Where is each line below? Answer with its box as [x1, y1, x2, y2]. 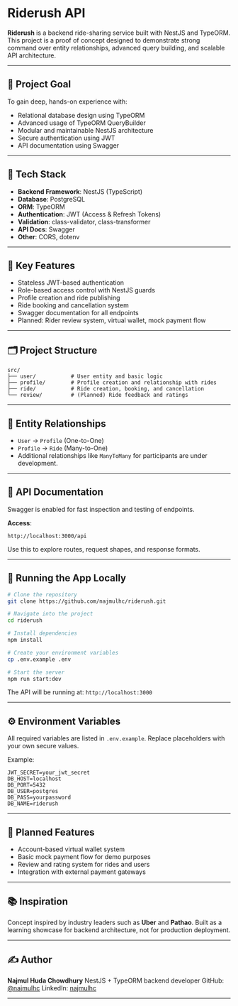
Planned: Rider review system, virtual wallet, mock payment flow [17, 316, 207, 324]
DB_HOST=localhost [7, 775, 62, 782]
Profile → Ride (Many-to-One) [17, 444, 108, 452]
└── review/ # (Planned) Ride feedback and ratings [7, 392, 189, 399]
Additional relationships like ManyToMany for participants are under [17, 452, 208, 459]
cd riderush [7, 617, 42, 624]
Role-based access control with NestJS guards [17, 286, 156, 295]
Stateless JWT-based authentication [17, 278, 125, 287]
